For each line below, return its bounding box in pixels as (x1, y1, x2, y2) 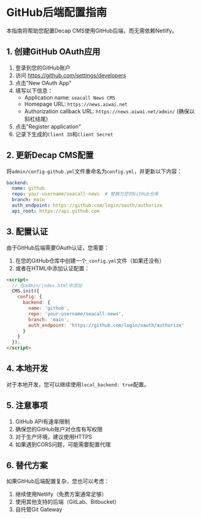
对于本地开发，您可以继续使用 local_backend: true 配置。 (6, 380, 150, 388)
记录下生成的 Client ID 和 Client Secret (15, 130, 114, 138)
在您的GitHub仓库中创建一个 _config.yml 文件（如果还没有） (15, 257, 165, 264)
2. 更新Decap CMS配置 (6, 150, 94, 161)
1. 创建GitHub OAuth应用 (6, 46, 101, 57)
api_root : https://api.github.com (12, 208, 100, 214)
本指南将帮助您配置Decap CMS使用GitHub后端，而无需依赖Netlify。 (6, 27, 178, 34)
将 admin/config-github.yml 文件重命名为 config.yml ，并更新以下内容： (6, 167, 183, 175)
